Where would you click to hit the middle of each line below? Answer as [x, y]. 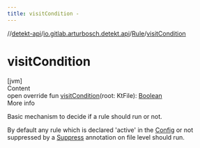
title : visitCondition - [43, 14]
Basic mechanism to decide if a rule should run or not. [85, 116]
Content [19, 88]
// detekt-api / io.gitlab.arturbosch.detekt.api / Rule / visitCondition [97, 33]
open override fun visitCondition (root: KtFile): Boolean [85, 95]
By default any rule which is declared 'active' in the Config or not [100, 130]
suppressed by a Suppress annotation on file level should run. [96, 137]
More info [21, 103]
